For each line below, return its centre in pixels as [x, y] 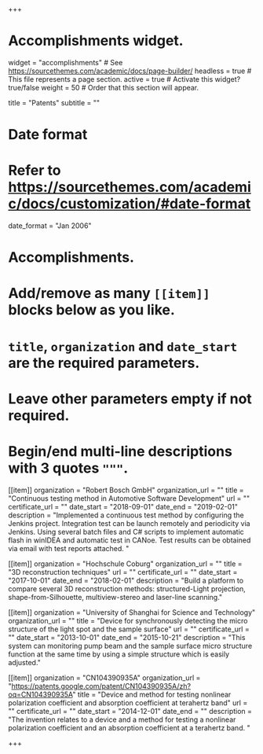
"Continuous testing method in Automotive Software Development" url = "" [129, 498]
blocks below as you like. [91, 310]
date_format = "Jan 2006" [50, 226]
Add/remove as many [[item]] [109, 294]
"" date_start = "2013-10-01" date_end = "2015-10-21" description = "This [127, 637]
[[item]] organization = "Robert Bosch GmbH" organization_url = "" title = [126, 490]
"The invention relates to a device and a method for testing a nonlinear [122, 719]
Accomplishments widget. [96, 41]
